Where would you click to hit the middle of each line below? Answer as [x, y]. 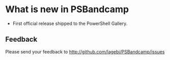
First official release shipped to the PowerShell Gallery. [70, 23]
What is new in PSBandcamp [67, 9]
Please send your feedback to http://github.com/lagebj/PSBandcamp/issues [85, 51]
